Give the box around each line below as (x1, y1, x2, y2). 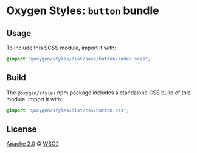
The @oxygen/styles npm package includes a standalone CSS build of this (6, 89, 191, 96)
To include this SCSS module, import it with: (6, 44, 117, 51)
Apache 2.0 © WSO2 (6, 140, 60, 148)
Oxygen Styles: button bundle (6, 4, 159, 18)
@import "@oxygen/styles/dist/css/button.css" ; (6, 107, 130, 113)
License (6, 124, 37, 134)
